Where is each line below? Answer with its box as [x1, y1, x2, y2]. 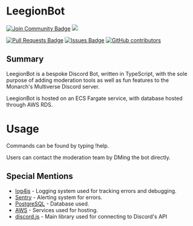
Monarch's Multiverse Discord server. [6, 83, 100, 90]
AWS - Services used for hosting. [14, 206, 98, 213]
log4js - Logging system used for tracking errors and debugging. [14, 187, 177, 194]
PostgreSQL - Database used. [14, 200, 89, 207]
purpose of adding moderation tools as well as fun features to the [6, 77, 169, 84]
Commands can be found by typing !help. [6, 142, 110, 149]
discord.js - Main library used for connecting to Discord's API [14, 213, 168, 220]
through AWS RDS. [6, 101, 53, 108]
